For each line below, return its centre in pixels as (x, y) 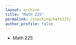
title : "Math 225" (25, 14)
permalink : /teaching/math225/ (38, 19)
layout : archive (22, 10)
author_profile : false (29, 24)
